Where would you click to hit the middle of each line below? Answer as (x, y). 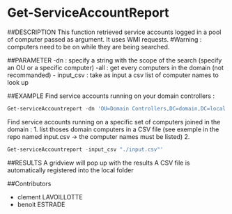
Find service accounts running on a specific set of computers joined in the (114, 122)
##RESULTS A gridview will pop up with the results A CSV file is (99, 163)
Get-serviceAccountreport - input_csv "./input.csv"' (85, 149)
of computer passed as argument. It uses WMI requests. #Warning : (105, 39)
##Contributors (29, 183)
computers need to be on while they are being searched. (88, 47)
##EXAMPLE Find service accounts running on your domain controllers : (111, 96)
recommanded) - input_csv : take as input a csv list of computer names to (113, 75)
